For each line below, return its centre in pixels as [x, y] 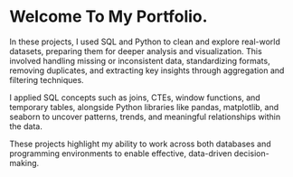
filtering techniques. [47, 79]
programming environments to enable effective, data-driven [121, 153]
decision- [251, 153]
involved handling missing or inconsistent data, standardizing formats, [140, 61]
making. [24, 163]
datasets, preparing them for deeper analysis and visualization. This [136, 51]
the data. [26, 126]
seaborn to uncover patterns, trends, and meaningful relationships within [145, 116]
